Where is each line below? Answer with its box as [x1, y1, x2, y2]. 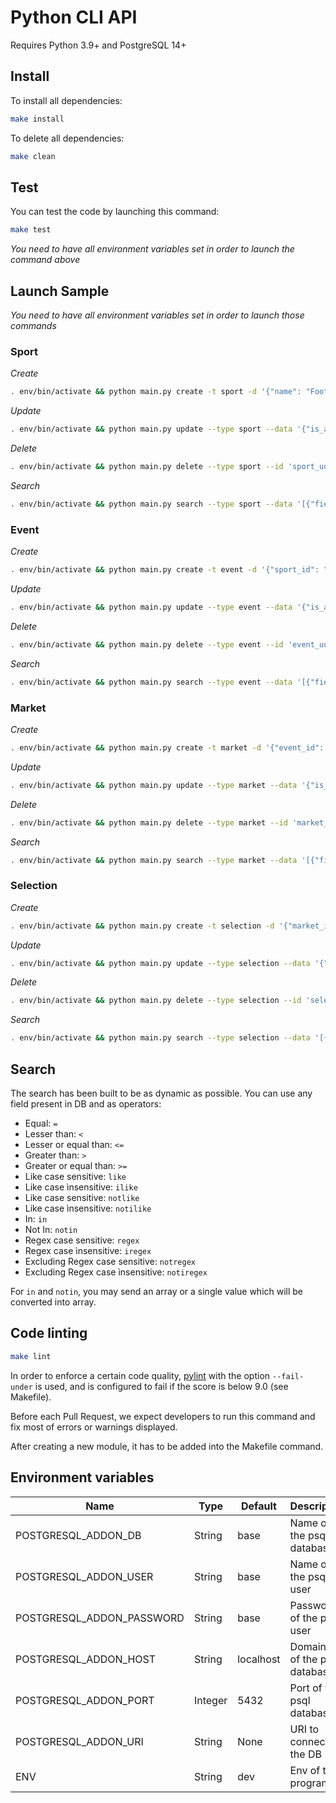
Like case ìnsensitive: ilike [24, 1181, 138, 1193]
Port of [289, 1681, 323, 1695]
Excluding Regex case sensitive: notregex [24, 1256, 197, 1267]
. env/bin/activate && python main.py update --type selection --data [10, 958, 311, 968]
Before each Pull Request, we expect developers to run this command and [10, 1410, 316, 1422]
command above [10, 254, 81, 266]
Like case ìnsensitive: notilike [24, 1202, 152, 1214]
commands [10, 320, 57, 331]
